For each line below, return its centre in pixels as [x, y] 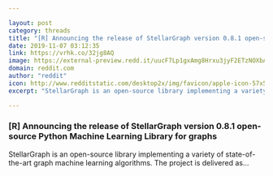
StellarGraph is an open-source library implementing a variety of [116, 154]
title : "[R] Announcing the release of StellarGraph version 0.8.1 [125, 38]
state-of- [240, 154]
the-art [20, 162]
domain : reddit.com [41, 69]
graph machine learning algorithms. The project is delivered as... [141, 162]
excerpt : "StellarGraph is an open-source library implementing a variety [138, 91]
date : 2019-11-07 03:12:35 [54, 45]
